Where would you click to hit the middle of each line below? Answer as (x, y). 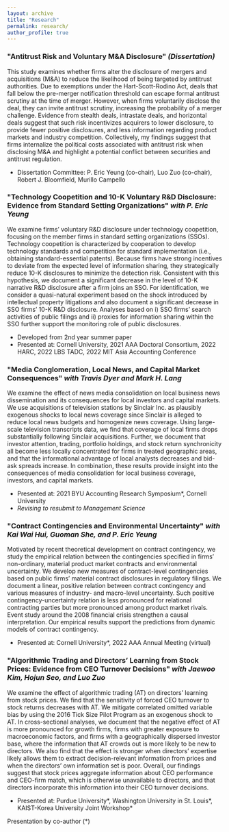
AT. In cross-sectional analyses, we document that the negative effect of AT (114, 722)
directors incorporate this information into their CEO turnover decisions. (108, 787)
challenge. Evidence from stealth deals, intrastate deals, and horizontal (107, 115)
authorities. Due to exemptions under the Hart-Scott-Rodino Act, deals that (112, 86)
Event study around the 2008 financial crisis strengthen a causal (98, 615)
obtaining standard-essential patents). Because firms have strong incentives (114, 258)
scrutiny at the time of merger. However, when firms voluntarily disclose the (114, 101)
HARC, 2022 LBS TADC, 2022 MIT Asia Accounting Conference (107, 352)
